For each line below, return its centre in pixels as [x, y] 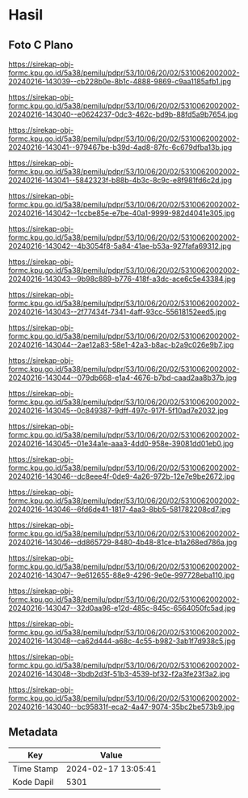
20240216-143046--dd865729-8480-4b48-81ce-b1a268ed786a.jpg [123, 542]
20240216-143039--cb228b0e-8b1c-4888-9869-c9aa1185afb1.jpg [120, 81]
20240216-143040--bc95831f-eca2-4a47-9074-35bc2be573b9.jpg [122, 707]
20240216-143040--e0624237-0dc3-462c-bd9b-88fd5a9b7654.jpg [123, 114]
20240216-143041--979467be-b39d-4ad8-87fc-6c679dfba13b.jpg [120, 147]
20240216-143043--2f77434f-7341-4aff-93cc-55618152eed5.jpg [118, 312]
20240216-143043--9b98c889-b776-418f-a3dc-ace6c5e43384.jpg [122, 279]
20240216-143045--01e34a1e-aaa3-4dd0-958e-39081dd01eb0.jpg [121, 444]
